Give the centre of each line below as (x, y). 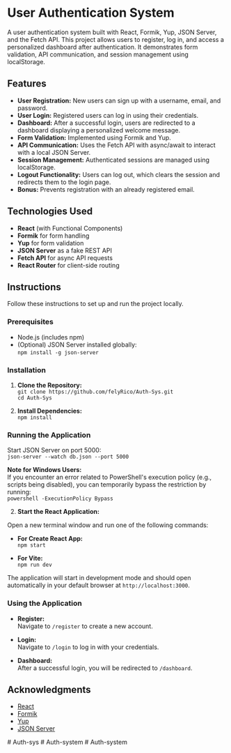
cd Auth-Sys (34, 398)
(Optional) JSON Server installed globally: (77, 344)
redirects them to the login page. (64, 182)
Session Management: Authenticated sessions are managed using (113, 160)
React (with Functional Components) (70, 228)
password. (32, 108)
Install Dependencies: (49, 411)
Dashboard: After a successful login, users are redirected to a (106, 123)
